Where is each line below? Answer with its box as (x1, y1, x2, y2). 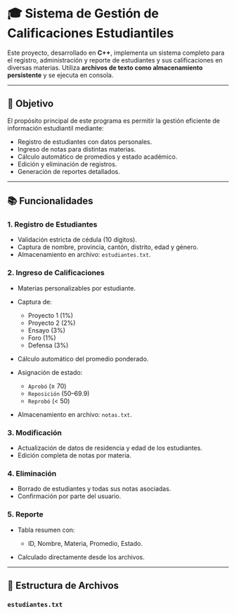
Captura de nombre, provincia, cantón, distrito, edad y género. (17, 243, 199, 251)
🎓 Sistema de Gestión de (7, 6, 159, 22)
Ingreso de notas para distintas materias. (17, 145, 136, 153)
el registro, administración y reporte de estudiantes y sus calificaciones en (7, 55, 223, 64)
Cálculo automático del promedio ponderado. (17, 354, 149, 363)
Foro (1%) (27, 333, 56, 342)
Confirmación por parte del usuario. (17, 492, 122, 500)
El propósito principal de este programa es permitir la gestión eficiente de (7, 116, 221, 125)
